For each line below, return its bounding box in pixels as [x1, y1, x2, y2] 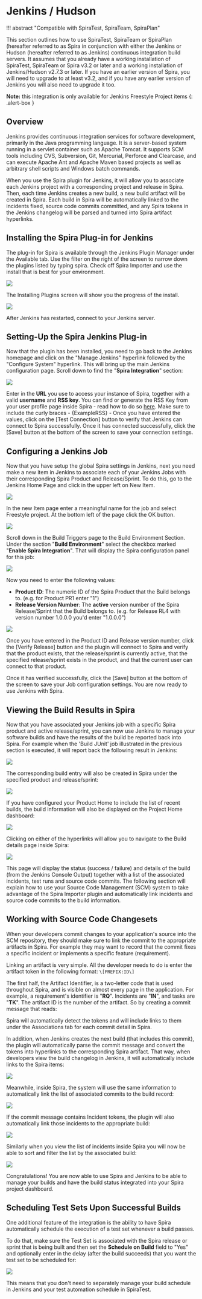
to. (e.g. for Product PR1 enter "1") [14, 595, 99, 602]
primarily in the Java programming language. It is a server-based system [6, 139, 187, 146]
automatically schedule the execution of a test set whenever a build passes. [6, 1225, 195, 1232]
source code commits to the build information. [6, 897, 121, 904]
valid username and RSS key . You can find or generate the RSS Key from [6, 396, 188, 404]
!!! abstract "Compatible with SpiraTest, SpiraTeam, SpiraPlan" [6, 24, 160, 31]
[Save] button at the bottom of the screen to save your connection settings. [6, 428, 194, 436]
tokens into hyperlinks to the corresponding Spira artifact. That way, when [6, 1048, 191, 1055]
